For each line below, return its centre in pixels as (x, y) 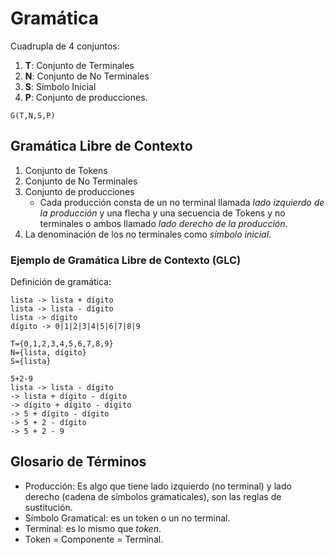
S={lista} (31, 362)
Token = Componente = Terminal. (94, 539)
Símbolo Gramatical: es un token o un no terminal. (127, 518)
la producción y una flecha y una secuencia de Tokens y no (162, 213)
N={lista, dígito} (48, 353)
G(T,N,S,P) (33, 115)
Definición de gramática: (61, 282)
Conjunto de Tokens (66, 170)
